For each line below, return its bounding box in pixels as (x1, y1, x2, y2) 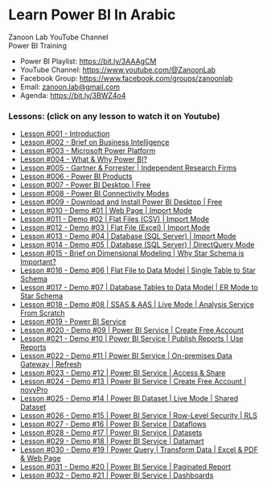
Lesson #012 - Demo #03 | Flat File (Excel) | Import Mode (19, 223, 211, 232)
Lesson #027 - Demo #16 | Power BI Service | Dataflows (19, 420, 207, 429)
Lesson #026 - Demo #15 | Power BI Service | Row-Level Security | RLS (19, 411, 257, 420)
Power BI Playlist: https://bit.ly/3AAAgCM (19, 56, 157, 66)
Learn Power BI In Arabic (8, 6, 176, 24)
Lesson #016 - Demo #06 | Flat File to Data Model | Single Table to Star (19, 265, 256, 275)
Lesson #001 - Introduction (19, 129, 110, 138)
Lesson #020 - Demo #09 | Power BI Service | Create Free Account (19, 326, 244, 335)
